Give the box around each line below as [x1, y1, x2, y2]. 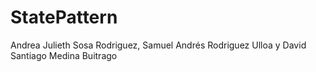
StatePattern [10, 6, 118, 29]
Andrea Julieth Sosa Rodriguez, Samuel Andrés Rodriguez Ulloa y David [10, 39, 307, 51]
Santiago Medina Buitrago [10, 49, 118, 61]
